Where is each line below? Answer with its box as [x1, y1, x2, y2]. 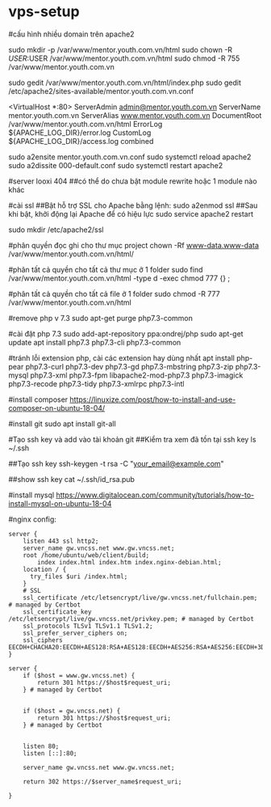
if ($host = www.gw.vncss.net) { [23, 671, 135, 679]
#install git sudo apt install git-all [8, 419, 116, 429]
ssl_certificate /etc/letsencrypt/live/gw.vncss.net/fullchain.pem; [23, 594, 258, 602]
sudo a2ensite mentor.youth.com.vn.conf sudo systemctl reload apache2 [8, 152, 252, 162]
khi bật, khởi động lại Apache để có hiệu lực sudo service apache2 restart [8, 209, 254, 218]
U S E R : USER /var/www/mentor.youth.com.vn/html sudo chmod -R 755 [8, 53, 240, 63]
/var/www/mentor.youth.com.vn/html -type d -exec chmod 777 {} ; [8, 273, 231, 283]
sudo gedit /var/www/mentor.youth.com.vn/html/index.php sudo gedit [8, 78, 242, 87]
